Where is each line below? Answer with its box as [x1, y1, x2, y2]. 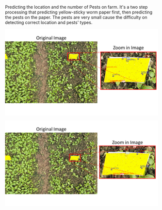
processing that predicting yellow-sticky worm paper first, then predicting [5, 9, 153, 15]
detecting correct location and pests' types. [5, 19, 93, 25]
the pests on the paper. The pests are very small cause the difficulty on [5, 15, 147, 20]
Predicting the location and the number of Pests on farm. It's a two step [5, 4, 148, 10]
